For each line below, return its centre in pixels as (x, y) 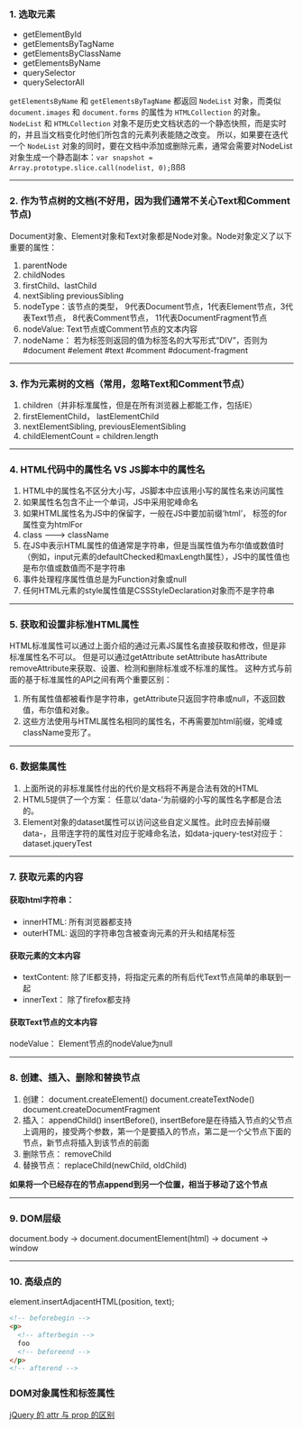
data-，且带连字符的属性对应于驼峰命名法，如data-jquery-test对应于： (154, 833)
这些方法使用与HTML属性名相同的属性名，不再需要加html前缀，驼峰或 (152, 721)
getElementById (52, 34)
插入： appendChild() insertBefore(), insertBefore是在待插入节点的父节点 (157, 1120)
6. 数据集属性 (38, 766)
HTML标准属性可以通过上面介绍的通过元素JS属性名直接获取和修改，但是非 (148, 646)
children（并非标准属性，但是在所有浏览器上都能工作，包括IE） (140, 405)
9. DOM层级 (35, 1218)
